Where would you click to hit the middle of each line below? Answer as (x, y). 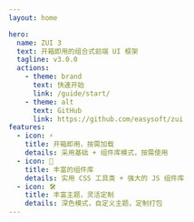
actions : (33, 68)
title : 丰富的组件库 (59, 169)
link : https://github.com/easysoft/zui (107, 119)
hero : (19, 34)
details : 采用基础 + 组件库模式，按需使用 (97, 153)
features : (27, 127)
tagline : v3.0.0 (47, 60)
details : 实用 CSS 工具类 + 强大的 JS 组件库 (105, 178)
